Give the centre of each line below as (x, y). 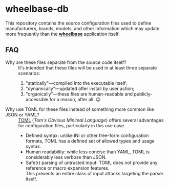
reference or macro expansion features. (67, 168)
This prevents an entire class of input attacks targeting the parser (94, 173)
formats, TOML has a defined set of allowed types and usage (90, 141)
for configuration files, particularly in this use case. (72, 125)
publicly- (143, 94)
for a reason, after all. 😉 (75, 99)
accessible (37, 99)
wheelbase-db (37, 9)
